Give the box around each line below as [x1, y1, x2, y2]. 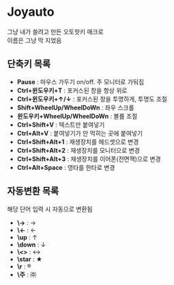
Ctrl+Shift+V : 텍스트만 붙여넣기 [16, 121, 105, 129]
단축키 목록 [7, 58, 51, 70]
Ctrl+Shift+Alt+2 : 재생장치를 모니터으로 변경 [16, 146, 140, 154]
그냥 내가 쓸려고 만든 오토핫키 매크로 [7, 27, 104, 36]
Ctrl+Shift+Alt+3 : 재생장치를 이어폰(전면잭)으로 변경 [16, 155, 162, 163]
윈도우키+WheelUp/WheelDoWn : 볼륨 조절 [16, 112, 138, 120]
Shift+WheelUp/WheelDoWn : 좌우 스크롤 [16, 103, 134, 112]
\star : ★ [16, 255, 43, 263]
